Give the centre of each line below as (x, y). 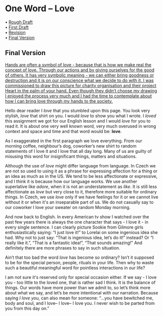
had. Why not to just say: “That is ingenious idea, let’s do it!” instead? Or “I (79, 237)
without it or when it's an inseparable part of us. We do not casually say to (79, 202)
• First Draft (17, 27)
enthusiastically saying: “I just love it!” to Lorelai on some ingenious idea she (81, 232)
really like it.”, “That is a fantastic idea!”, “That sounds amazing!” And (74, 243)
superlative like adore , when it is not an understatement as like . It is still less (81, 187)
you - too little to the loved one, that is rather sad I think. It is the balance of (80, 282)
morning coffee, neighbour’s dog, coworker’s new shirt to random (71, 146)
